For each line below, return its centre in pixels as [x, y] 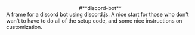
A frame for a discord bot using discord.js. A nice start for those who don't [97, 14]
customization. [24, 27]
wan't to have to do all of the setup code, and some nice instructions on [94, 21]
